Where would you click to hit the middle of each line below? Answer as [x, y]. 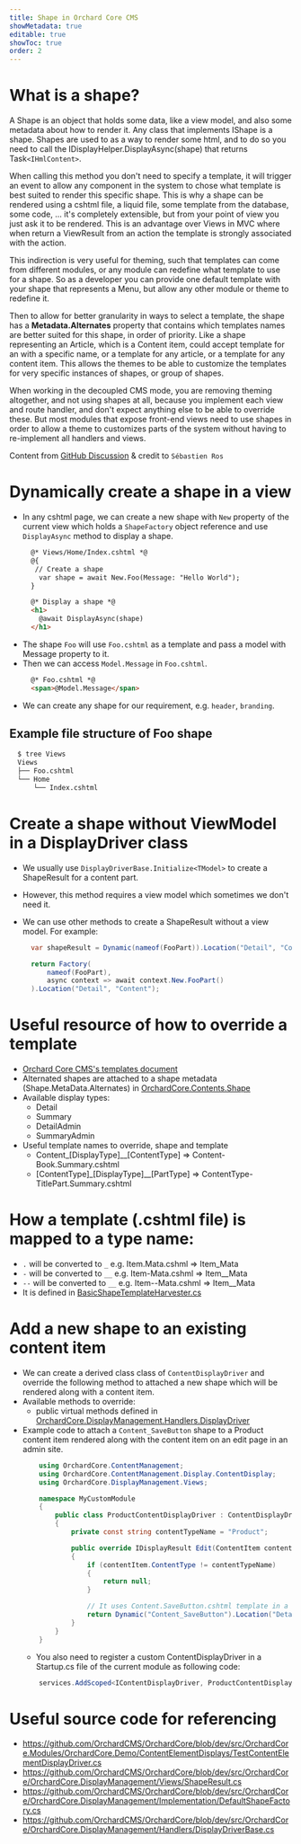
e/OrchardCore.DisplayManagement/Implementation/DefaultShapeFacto [156, 1801]
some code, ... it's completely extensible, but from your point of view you [145, 214]
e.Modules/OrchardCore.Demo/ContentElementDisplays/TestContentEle [155, 1753]
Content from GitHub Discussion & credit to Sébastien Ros [117, 456]
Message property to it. [66, 653]
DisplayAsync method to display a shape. [97, 536]
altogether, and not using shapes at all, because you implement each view [146, 400]
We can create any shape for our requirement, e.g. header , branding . [149, 705]
